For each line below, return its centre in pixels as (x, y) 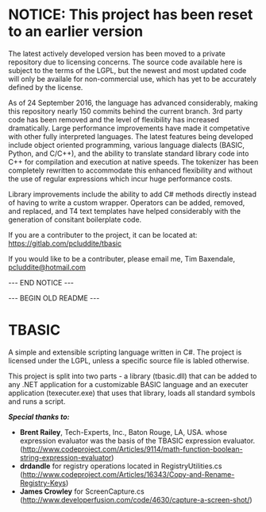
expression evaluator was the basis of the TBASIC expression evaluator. (137, 440)
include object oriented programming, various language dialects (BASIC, (126, 145)
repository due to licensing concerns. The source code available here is (125, 62)
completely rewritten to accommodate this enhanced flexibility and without (130, 170)
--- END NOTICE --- (41, 282)
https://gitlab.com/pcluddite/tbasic (65, 243)
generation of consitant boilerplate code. (75, 219)
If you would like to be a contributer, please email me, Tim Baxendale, (122, 258)
